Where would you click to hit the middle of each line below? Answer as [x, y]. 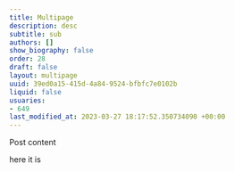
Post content [33, 143]
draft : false [33, 68]
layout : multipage [43, 76]
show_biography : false [51, 51]
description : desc [43, 26]
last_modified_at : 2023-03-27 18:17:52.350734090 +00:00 [117, 117]
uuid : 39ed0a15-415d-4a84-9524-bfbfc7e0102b [93, 84]
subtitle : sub [36, 34]
